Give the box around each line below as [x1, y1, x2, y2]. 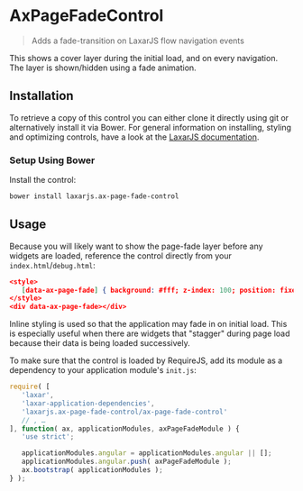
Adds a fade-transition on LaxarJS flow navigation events [31, 35, 245, 46]
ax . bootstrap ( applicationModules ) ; [21, 466, 164, 475]
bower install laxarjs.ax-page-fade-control [9, 192, 179, 201]
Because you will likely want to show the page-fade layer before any [9, 241, 263, 251]
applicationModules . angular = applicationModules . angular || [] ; [21, 449, 272, 458]
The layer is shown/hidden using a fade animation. [9, 62, 197, 73]
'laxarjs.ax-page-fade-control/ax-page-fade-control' [21, 407, 228, 416]
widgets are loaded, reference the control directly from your [9, 250, 233, 261]
